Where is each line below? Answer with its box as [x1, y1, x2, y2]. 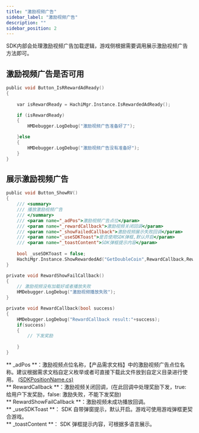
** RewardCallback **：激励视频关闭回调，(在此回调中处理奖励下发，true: [6, 383, 187, 390]
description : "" [6, 20, 46, 26]
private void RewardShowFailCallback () [6, 273, 105, 279]
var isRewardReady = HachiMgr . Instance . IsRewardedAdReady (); [17, 102, 171, 108]
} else [17, 134, 31, 140]
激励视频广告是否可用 [6, 69, 84, 79]
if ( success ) [17, 322, 46, 328]
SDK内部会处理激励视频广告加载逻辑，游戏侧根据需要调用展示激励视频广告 [6, 42, 188, 49]
